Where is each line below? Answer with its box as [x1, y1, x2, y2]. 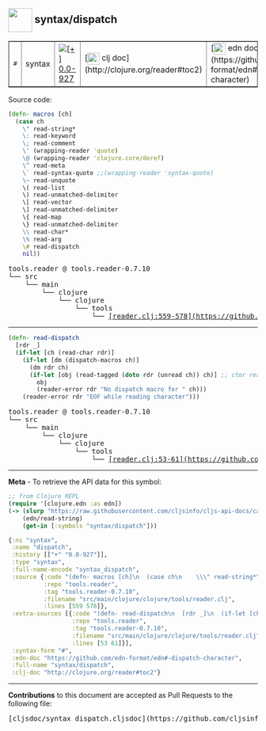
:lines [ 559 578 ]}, [43, 603, 108, 611]
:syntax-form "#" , [11, 646, 73, 654]
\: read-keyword [22, 132, 77, 140]
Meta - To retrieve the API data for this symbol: [8, 477, 162, 487]
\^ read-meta [22, 162, 66, 169]
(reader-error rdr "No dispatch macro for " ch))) [36, 386, 207, 394]
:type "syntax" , [11, 558, 66, 566]
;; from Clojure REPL [8, 493, 80, 501]
